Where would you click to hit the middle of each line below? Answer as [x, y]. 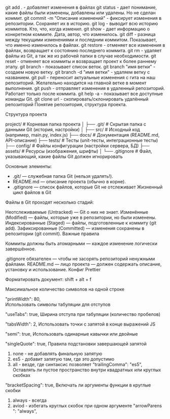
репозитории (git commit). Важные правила [52, 234]
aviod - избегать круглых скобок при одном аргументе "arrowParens [87, 406]
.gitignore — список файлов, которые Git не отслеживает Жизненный [88, 187]
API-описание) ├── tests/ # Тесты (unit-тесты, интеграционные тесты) [82, 140]
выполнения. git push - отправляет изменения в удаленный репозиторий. [85, 88]
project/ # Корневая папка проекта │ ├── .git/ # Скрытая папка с [76, 124]
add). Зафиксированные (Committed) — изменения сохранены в [75, 228]
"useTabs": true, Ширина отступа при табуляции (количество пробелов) [83, 314]
